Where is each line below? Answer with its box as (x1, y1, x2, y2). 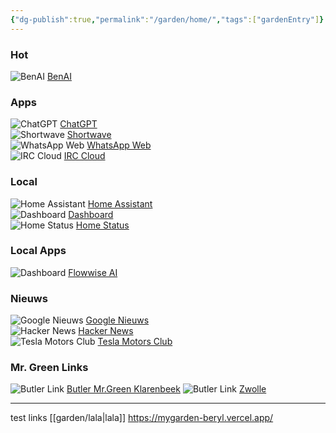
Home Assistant (87, 197, 153, 210)
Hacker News (78, 325, 134, 337)
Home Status (75, 219, 130, 231)
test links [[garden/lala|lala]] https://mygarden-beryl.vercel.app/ (10, 412, 274, 424)
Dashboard (68, 208, 114, 220)
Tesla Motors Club (97, 336, 173, 348)
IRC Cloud (63, 150, 106, 162)
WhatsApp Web (86, 139, 152, 151)
